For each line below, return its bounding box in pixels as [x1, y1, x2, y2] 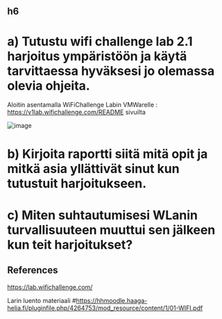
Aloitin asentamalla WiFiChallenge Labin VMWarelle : [7, 101, 158, 109]
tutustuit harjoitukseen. [7, 175, 147, 191]
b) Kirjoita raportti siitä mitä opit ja [7, 146, 208, 162]
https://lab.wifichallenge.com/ [7, 283, 93, 291]
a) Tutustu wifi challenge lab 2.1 [7, 33, 193, 49]
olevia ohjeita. [7, 78, 90, 93]
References [7, 264, 58, 277]
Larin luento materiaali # [7, 296, 76, 304]
